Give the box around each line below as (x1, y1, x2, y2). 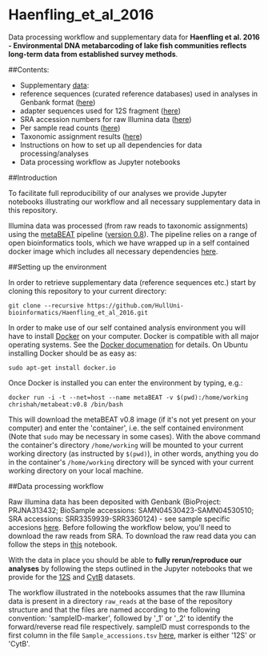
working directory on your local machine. (8, 466, 144, 475)
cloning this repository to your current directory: (8, 286, 167, 295)
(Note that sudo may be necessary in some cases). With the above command (8, 431, 261, 441)
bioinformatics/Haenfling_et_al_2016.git (8, 308, 149, 316)
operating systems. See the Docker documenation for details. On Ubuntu (8, 340, 248, 349)
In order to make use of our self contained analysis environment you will (8, 323, 246, 332)
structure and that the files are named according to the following (8, 605, 221, 614)
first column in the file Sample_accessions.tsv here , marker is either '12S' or (8, 630, 256, 640)
